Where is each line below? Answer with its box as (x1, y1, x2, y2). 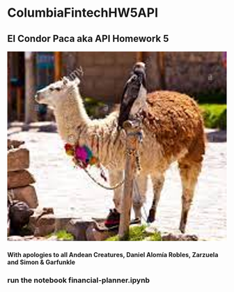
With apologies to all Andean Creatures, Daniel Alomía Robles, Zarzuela (7, 250, 219, 259)
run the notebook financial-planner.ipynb (7, 275, 150, 285)
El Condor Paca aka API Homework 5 (7, 33, 169, 45)
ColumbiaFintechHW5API (7, 5, 159, 21)
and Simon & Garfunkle (7, 258, 75, 266)
